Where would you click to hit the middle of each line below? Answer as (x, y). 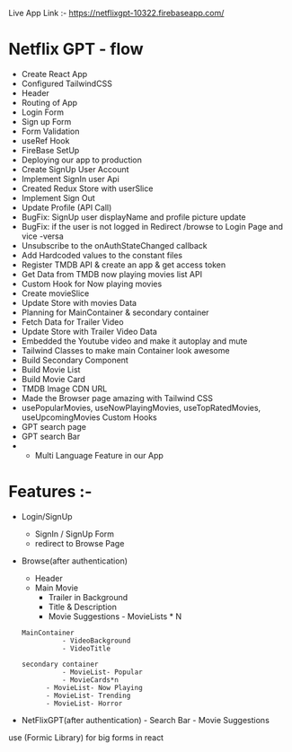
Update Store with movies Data (79, 302)
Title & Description (83, 607)
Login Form (43, 112)
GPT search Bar (51, 436)
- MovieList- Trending (88, 695)
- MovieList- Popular (102, 672)
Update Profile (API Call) (66, 207)
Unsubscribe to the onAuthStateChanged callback (114, 245)
